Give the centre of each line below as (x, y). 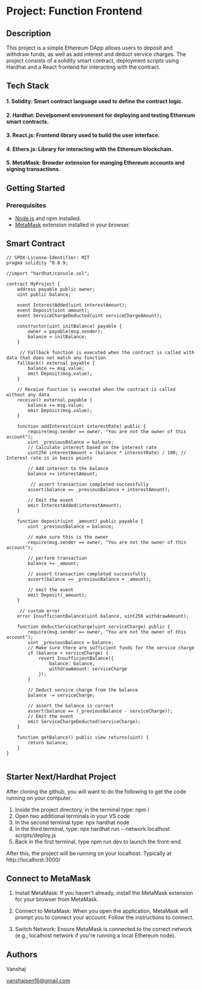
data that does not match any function (56, 358)
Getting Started (36, 188)
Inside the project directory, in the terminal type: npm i (82, 809)
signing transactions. (34, 169)
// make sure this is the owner (68, 537)
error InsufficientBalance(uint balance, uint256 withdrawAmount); (103, 616)
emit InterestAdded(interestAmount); (75, 505)
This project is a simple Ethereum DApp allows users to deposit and (89, 48)
